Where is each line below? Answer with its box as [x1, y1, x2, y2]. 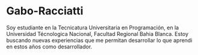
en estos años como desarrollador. [6, 43, 92, 50]
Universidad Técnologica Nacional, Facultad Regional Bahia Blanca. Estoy [6, 30, 188, 37]
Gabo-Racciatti [6, 4, 84, 18]
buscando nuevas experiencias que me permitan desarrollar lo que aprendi [6, 36, 193, 44]
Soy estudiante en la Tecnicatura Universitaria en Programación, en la [6, 24, 179, 31]
